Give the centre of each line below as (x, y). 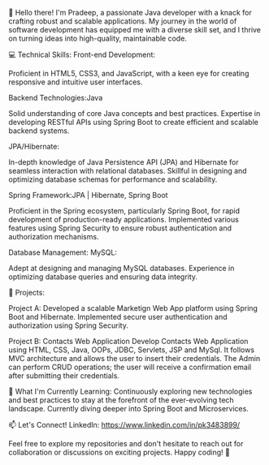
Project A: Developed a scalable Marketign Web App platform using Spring (133, 308)
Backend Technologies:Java (56, 98)
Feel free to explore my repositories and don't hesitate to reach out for (126, 443)
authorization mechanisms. (54, 237)
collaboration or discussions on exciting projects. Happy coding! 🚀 (119, 452)
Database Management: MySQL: (63, 252)
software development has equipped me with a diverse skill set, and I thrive (135, 30)
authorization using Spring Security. (68, 325)
